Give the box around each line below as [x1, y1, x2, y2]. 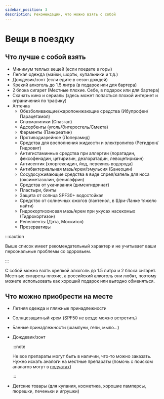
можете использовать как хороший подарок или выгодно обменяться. [5, 278, 155, 284]
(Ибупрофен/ [121, 108, 149, 114]
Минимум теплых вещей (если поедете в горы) [12, 66, 113, 72]
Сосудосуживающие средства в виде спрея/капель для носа [19, 171, 150, 177]
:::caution [5, 233, 25, 239]
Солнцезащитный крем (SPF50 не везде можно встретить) [12, 315, 137, 321]
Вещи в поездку [5, 33, 75, 45]
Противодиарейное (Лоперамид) [19, 134, 90, 140]
